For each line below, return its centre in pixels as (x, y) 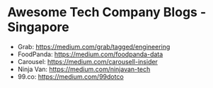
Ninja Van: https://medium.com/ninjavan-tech (84, 69)
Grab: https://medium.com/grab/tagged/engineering (94, 46)
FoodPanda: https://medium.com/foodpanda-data (90, 54)
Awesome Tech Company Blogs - (107, 12)
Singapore (38, 27)
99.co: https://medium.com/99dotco (70, 76)
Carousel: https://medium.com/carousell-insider (87, 61)
